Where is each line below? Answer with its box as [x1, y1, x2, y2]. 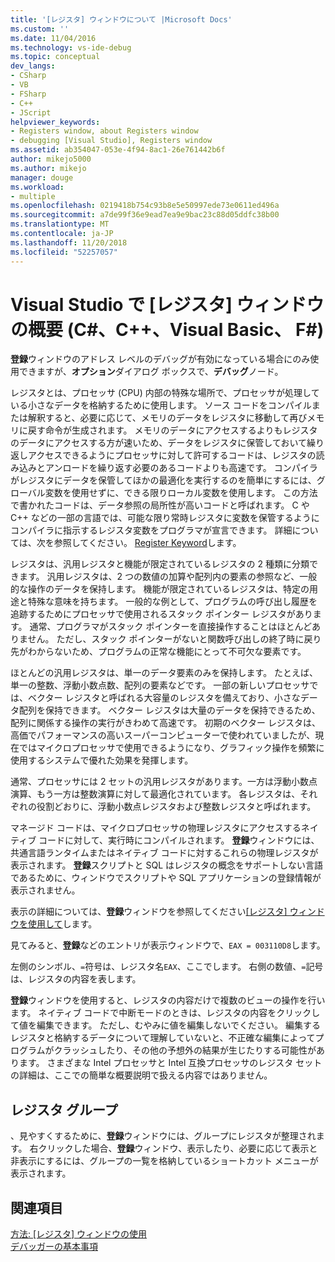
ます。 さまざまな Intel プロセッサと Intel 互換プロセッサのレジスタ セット [18, 1057, 323, 1069]
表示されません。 [10, 884, 81, 896]
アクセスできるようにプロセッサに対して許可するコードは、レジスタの [27, 449, 317, 461]
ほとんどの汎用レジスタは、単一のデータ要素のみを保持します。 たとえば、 [10, 667, 319, 679]
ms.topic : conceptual [10, 52, 101, 62]
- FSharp [10, 89, 47, 99]
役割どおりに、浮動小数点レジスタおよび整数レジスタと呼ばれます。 [36, 801, 317, 813]
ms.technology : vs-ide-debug [10, 42, 132, 53]
